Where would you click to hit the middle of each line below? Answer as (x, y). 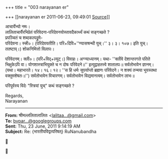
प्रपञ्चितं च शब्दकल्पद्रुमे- (24, 38)
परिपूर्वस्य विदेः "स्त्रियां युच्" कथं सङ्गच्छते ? (40, 86)
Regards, (14, 96)
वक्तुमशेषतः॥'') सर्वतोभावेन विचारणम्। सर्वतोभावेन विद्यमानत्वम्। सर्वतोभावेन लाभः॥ (70, 76)
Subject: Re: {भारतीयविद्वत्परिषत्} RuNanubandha (51, 131)
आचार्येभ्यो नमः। (18, 26)
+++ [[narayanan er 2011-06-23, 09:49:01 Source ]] (57, 17)
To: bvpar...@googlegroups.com (38, 121)
